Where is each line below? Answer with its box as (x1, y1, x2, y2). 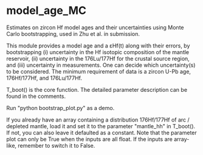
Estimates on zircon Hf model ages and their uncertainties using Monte (6, 24, 184, 31)
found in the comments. (6, 92, 66, 100)
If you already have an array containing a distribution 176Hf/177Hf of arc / (6, 116, 190, 123)
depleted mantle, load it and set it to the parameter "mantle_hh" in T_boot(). (6, 122, 196, 129)
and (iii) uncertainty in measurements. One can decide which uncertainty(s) (6, 61, 196, 69)
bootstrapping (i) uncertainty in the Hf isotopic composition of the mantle (6, 48, 190, 55)
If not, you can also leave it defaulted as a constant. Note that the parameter (6, 129, 198, 136)
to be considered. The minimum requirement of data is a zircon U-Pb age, (6, 67, 191, 75)
